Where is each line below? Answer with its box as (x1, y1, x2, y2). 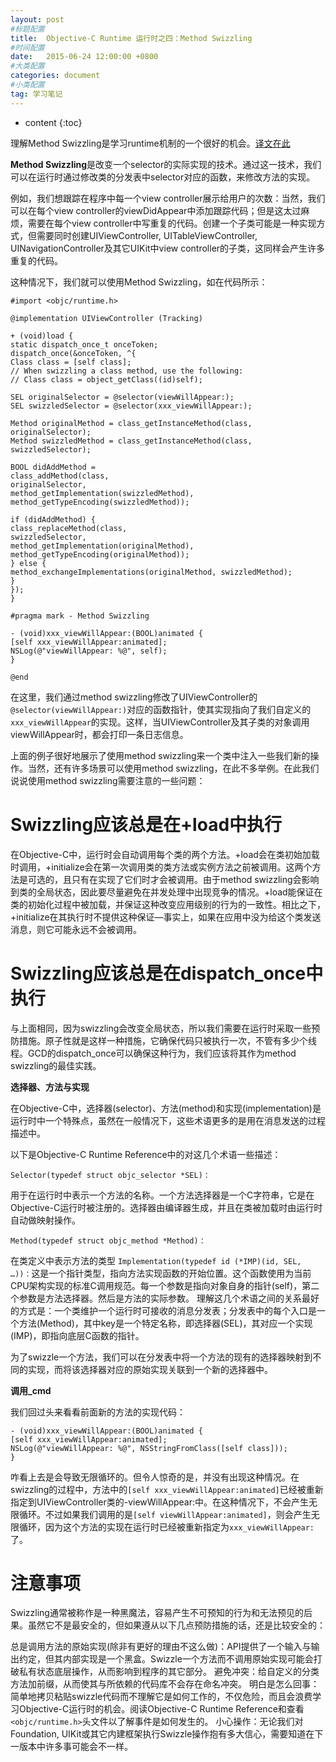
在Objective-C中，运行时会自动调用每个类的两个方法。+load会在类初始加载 (10, 848, 320, 860)
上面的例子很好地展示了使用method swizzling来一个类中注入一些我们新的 (10, 749, 311, 761)
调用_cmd (10, 1384, 52, 1396)
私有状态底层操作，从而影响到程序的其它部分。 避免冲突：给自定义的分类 (18, 1666, 320, 1678)
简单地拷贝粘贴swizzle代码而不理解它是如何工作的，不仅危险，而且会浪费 (10, 1691, 313, 1703)
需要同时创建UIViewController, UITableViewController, (36, 229, 258, 241)
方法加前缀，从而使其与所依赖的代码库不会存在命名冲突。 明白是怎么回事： (10, 1678, 320, 1690)
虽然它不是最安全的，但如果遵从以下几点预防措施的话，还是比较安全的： (27, 1619, 326, 1631)
